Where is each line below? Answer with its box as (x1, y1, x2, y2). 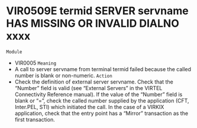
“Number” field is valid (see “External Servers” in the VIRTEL (14, 84, 163, 91)
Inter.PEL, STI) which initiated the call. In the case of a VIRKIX (14, 103, 164, 110)
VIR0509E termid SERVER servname (6, 4, 189, 18)
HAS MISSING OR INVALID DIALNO (6, 17, 179, 30)
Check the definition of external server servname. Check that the (14, 78, 173, 85)
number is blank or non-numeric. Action (14, 72, 112, 79)
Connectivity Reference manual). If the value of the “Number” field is (14, 91, 183, 98)
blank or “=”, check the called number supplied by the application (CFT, (14, 97, 189, 104)
